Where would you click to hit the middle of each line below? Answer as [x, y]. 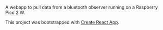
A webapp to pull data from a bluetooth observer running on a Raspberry [81, 7]
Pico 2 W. [15, 12]
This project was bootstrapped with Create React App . [62, 22]
